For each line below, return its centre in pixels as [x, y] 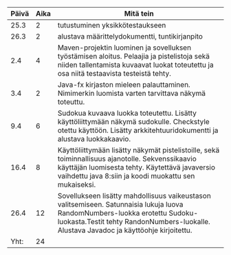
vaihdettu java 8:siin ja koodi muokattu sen [126, 176]
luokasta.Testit [81, 222]
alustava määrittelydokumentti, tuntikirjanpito [130, 36]
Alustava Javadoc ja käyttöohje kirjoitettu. [125, 230]
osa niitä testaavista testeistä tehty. [114, 73]
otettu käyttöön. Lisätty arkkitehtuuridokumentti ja [138, 130]
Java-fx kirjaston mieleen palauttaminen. [124, 84]
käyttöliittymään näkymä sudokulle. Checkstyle [133, 122]
